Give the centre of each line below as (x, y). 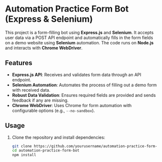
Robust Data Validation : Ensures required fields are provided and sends (84, 95)
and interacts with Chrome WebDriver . (44, 48)
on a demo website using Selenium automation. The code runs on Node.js (79, 42)
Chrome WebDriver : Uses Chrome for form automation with (72, 105)
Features (19, 63)
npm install (24, 155)
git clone (22, 146)
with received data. (31, 90)
